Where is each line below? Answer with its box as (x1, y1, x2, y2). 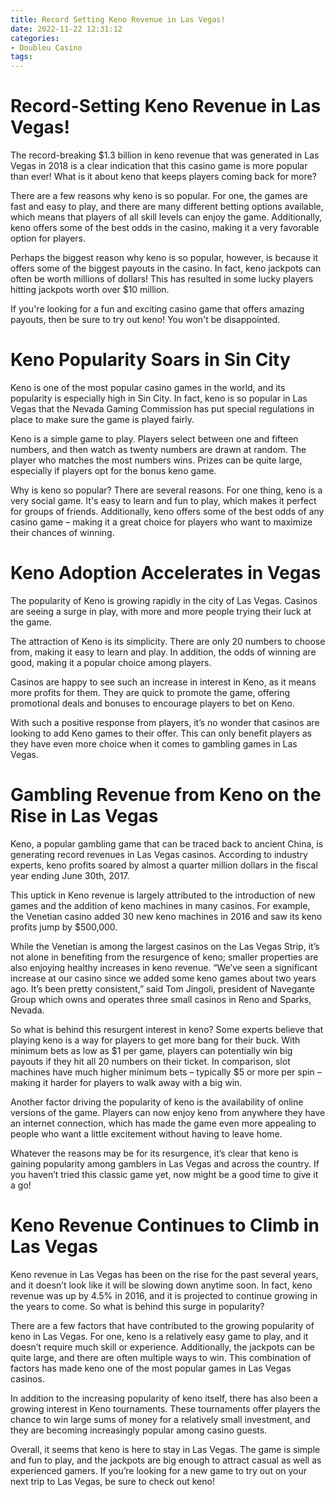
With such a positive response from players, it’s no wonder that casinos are (10, 716, 320, 728)
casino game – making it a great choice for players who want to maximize (10, 516, 313, 528)
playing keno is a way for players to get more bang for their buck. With (10, 1034, 301, 1046)
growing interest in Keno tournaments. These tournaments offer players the (10, 1402, 321, 1415)
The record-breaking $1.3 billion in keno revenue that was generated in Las (10, 149, 320, 161)
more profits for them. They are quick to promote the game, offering (10, 686, 291, 698)
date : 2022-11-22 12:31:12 (10, 24, 123, 34)
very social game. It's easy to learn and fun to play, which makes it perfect (10, 495, 317, 506)
